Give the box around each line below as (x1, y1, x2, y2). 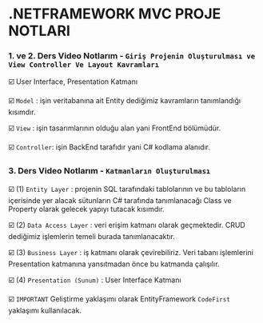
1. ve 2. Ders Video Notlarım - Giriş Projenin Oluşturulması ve (8, 50, 256, 62)
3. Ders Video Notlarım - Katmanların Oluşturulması (8, 165, 211, 177)
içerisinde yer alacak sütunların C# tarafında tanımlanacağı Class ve (8, 195, 232, 205)
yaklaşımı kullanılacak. (8, 305, 82, 315)
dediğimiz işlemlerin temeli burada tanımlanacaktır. (8, 231, 176, 241)
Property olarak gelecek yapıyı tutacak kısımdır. (8, 204, 165, 213)
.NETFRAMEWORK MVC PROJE (8, 5, 221, 23)
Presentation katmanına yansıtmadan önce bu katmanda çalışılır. (8, 259, 220, 269)
